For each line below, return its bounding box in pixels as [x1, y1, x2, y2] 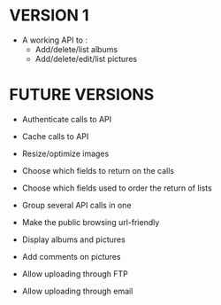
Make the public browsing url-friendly [21, 216, 160, 227]
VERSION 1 [9, 5, 90, 26]
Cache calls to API [21, 130, 89, 142]
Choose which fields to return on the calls [21, 165, 175, 176]
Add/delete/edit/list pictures [34, 53, 138, 64]
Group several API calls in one [21, 199, 132, 210]
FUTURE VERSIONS [9, 85, 155, 105]
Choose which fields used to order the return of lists [21, 183, 212, 193]
